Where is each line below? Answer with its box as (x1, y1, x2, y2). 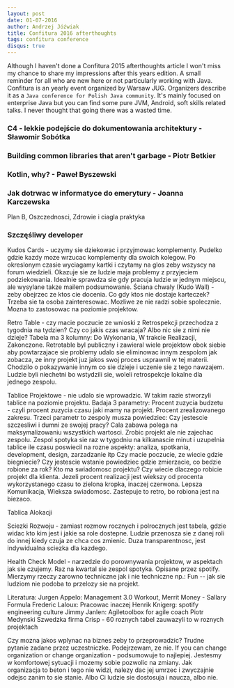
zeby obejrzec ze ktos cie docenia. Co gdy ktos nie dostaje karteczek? (7, 290, 210, 299)
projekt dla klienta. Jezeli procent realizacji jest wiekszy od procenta (7, 473, 203, 481)
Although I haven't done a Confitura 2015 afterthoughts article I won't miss (7, 62, 221, 70)
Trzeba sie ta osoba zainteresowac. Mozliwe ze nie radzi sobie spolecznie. (7, 297, 221, 306)
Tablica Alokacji (7, 508, 52, 517)
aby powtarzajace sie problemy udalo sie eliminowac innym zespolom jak (7, 348, 218, 357)
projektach (7, 623, 38, 631)
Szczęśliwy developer (7, 230, 84, 240)
